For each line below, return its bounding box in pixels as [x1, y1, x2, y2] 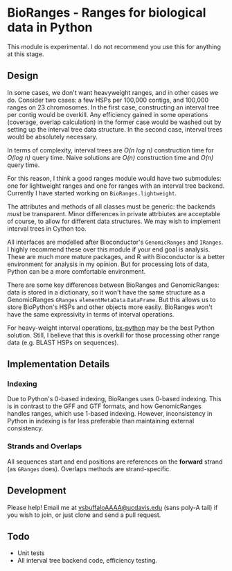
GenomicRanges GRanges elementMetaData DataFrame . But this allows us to [7, 295, 216, 304]
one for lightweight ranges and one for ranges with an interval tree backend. [7, 182, 225, 190]
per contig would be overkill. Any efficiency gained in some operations [7, 110, 208, 118]
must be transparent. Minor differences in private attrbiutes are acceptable [7, 209, 220, 218]
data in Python [7, 19, 93, 35]
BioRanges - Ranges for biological [7, 5, 206, 21]
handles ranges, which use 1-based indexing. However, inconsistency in [7, 410, 213, 418]
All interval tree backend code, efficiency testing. [17, 556, 158, 565]
